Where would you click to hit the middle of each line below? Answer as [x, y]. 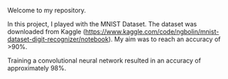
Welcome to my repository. [47, 10]
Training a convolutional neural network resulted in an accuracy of [104, 60]
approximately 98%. [37, 68]
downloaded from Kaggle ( [47, 32]
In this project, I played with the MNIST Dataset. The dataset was [102, 24]
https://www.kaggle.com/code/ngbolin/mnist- [152, 32]
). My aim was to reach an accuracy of [164, 39]
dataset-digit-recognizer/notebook [58, 39]
